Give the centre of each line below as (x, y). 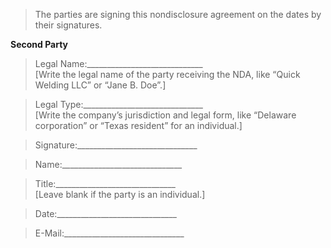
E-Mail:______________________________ (109, 233)
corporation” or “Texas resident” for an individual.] (138, 125)
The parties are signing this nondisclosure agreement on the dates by (178, 14)
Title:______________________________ (105, 183)
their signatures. (68, 25)
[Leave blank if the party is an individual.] (120, 194)
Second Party (39, 44)
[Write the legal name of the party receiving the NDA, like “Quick (167, 74)
